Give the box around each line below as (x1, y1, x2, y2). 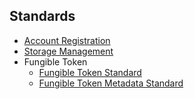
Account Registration (23, 34, 111, 46)
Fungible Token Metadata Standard (38, 77, 184, 89)
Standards (9, 8, 76, 25)
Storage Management (23, 45, 114, 57)
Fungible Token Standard (38, 66, 142, 78)
